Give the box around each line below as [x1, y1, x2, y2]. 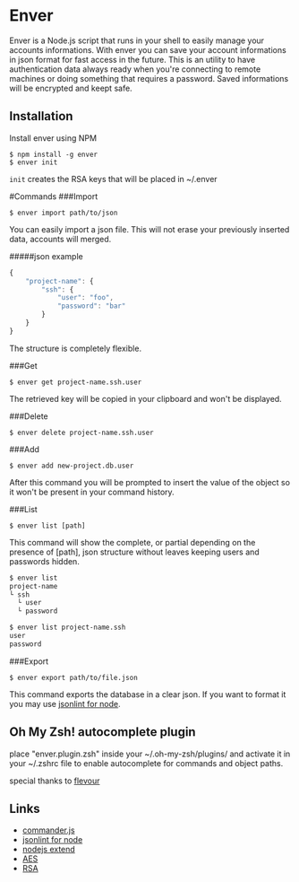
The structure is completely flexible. [9, 343, 141, 354]
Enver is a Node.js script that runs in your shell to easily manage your [9, 35, 265, 46]
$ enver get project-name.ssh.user [9, 378, 142, 387]
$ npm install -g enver [9, 150, 98, 159]
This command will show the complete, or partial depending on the [9, 537, 256, 547]
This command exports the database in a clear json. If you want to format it [9, 688, 286, 700]
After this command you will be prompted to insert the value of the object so [9, 476, 291, 487]
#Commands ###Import [9, 190, 98, 202]
